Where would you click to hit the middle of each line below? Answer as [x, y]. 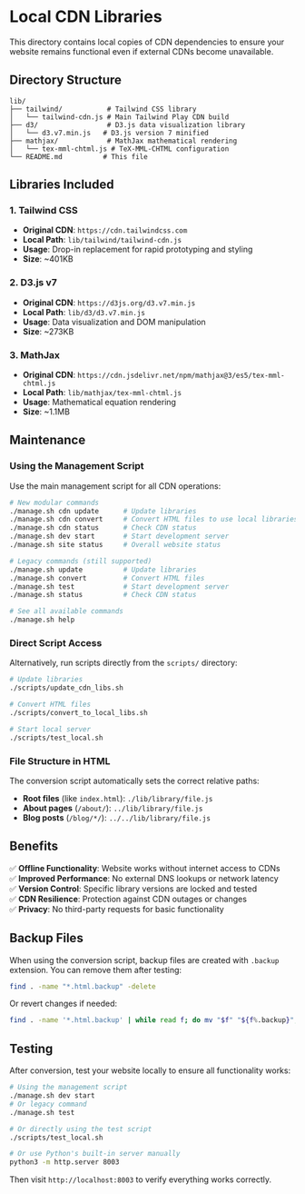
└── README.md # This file [79, 156]
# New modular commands [54, 502]
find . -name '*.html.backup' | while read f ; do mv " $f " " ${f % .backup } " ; [154, 1020]
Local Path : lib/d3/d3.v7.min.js [84, 312]
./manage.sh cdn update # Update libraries [103, 511]
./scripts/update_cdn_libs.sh [67, 688]
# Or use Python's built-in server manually [95, 1154]
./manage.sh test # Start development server [119, 587]
